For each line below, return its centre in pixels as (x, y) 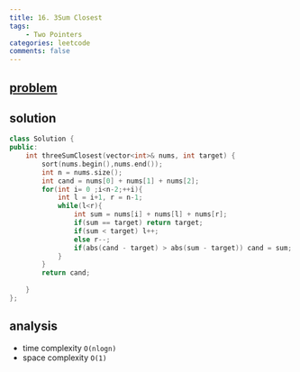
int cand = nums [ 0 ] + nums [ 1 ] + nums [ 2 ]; (121, 181)
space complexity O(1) (64, 358)
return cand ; (66, 273)
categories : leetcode (50, 43)
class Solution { (42, 139)
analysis (34, 327)
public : (24, 148)
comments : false (40, 51)
